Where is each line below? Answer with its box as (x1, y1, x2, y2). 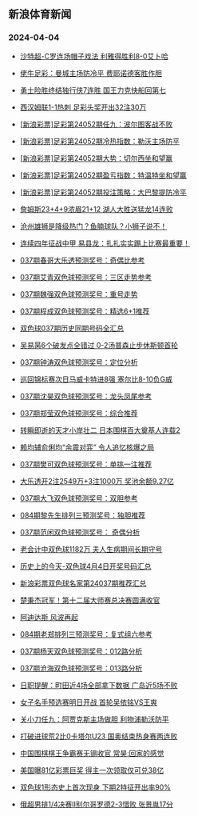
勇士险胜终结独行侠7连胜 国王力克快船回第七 (19, 85, 166, 94)
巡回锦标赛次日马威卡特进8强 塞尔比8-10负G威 (19, 374, 173, 384)
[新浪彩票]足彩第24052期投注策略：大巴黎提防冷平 (19, 187, 188, 197)
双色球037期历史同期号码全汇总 (19, 323, 125, 333)
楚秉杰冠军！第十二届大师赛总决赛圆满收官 (19, 595, 160, 605)
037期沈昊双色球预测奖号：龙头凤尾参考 (19, 391, 152, 401)
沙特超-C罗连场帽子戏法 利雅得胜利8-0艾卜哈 (19, 51, 169, 61)
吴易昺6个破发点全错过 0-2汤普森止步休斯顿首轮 (19, 340, 178, 350)
